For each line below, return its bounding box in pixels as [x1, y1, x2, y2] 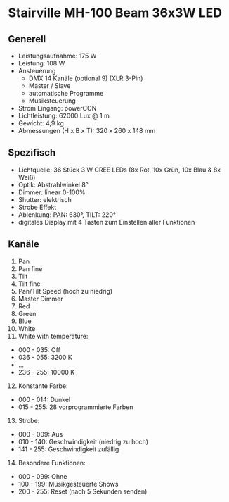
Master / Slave [28, 82, 71, 89]
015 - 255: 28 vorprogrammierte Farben [18, 403, 133, 411]
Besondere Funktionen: [18, 458, 86, 467]
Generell [8, 33, 46, 45]
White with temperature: [18, 332, 89, 340]
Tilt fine [18, 280, 41, 288]
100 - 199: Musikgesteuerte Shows [18, 479, 119, 488]
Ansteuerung [18, 67, 56, 75]
